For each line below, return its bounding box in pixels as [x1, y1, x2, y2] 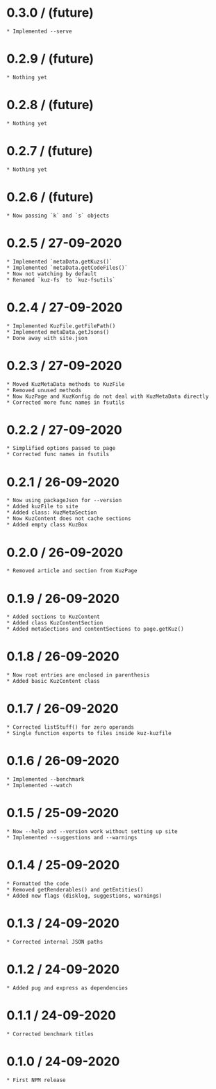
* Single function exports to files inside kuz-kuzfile [6, 730, 172, 737]
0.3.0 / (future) [6, 5, 94, 21]
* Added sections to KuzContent [6, 613, 100, 620]
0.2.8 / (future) [6, 97, 94, 113]
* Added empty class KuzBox [6, 522, 88, 529]
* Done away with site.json [6, 334, 88, 341]
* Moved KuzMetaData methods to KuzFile [6, 380, 126, 387]
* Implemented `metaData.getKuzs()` [6, 258, 113, 265]
